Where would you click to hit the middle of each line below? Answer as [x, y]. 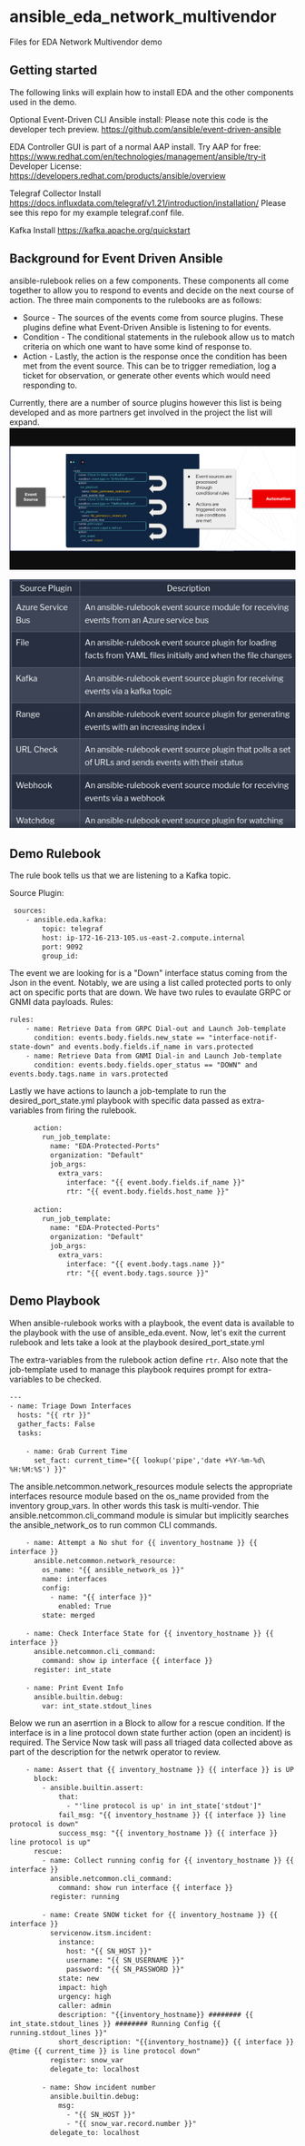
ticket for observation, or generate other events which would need [146, 375]
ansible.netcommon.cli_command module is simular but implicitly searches [149, 1515]
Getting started [54, 70]
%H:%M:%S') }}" [38, 1469]
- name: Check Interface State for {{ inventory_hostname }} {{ [150, 1633]
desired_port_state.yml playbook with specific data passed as [125, 1101]
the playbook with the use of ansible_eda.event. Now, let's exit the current [148, 1333]
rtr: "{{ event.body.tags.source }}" [138, 1274]
